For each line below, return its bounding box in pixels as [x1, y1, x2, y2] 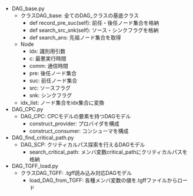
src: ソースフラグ [29, 85, 71, 91]
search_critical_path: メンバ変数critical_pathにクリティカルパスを [29, 148, 188, 155]
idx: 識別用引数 [29, 48, 66, 55]
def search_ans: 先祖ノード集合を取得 [29, 34, 121, 41]
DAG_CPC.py [11, 106, 44, 112]
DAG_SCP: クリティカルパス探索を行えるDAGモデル [20, 141, 145, 148]
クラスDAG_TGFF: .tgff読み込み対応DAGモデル [20, 170, 132, 176]
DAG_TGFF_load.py [11, 162, 59, 170]
